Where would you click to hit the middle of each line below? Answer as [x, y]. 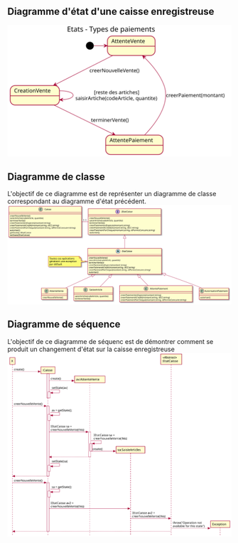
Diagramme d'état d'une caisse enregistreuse [111, 12]
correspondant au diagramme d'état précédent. [77, 201]
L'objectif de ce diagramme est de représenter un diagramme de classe [112, 193]
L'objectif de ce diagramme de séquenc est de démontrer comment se [110, 341]
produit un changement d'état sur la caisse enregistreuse [91, 349]
